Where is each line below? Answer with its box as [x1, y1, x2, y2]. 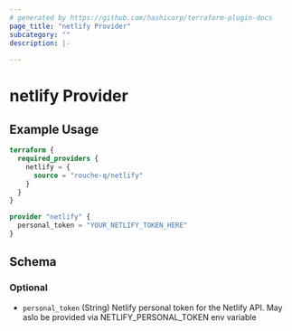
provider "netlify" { [9, 213, 91, 222]
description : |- [9, 38, 71, 48]
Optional [9, 281, 48, 294]
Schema [9, 254, 57, 270]
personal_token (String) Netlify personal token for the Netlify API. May [22, 302, 283, 313]
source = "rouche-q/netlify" [33, 171, 144, 180]
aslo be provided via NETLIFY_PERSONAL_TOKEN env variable [22, 311, 257, 322]
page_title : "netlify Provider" [9, 22, 131, 31]
